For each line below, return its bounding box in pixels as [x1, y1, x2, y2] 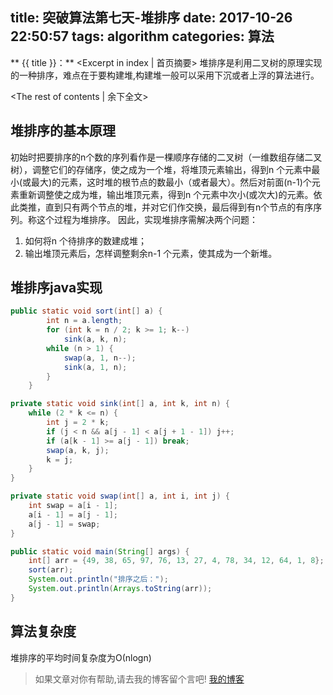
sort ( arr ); [28, 565, 74, 575]
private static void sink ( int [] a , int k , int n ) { [10, 399, 231, 409]
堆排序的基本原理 [10, 123, 116, 140]
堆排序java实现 [10, 279, 103, 297]
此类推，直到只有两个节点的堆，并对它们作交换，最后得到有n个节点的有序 [10, 201, 314, 213]
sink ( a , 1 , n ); [63, 362, 128, 372]
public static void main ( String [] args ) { [10, 546, 190, 557]
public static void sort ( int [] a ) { [10, 306, 163, 317]
